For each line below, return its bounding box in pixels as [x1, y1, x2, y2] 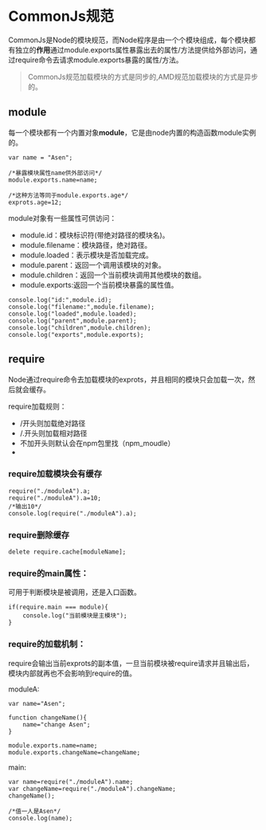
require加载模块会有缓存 [8, 468, 102, 480]
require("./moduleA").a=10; [8, 494, 102, 502]
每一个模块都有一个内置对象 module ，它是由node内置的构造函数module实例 [8, 127, 256, 137]
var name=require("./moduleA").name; [8, 777, 134, 785]
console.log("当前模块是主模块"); [22, 612, 127, 620]
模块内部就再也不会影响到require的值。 [8, 668, 137, 678]
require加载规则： [8, 401, 67, 411]
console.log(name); [8, 814, 73, 822]
